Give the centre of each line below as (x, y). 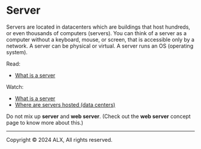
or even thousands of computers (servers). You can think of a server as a (97, 33)
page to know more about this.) (45, 122)
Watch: (15, 86)
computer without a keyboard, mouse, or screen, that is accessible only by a (100, 39)
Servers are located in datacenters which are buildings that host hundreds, (98, 27)
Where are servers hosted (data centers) (65, 104)
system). (17, 52)
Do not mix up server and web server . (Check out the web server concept (98, 116)
